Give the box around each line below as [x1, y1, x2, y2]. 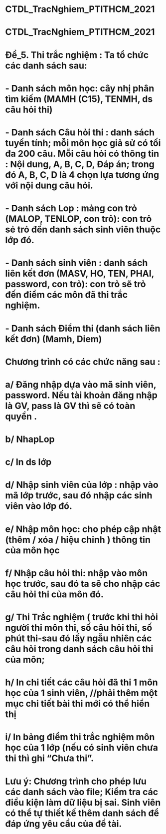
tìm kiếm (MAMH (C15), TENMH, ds [5, 93, 153, 104]
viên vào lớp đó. [5, 500, 72, 512]
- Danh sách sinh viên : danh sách [5, 257, 148, 269]
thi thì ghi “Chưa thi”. [5, 753, 94, 764]
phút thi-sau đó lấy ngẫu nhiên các [5, 633, 152, 644]
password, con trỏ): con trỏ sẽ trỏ [5, 279, 146, 290]
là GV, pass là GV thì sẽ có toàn [5, 400, 136, 412]
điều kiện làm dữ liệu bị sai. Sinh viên [5, 797, 161, 808]
